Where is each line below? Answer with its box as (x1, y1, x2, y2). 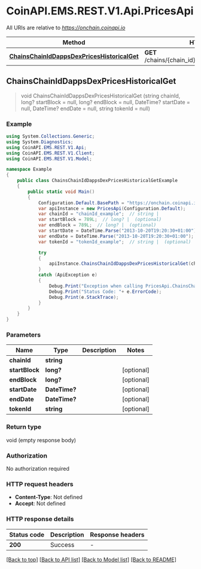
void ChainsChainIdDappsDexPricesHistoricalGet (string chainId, (20, 92, 181, 99)
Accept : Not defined (14, 500, 66, 507)
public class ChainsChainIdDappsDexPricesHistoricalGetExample (17, 178, 178, 184)
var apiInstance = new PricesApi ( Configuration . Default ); (38, 205, 186, 211)
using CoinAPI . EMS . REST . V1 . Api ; (6, 144, 87, 150)
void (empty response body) (6, 436, 77, 444)
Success (50, 540, 75, 549)
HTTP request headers (6, 480, 74, 488)
